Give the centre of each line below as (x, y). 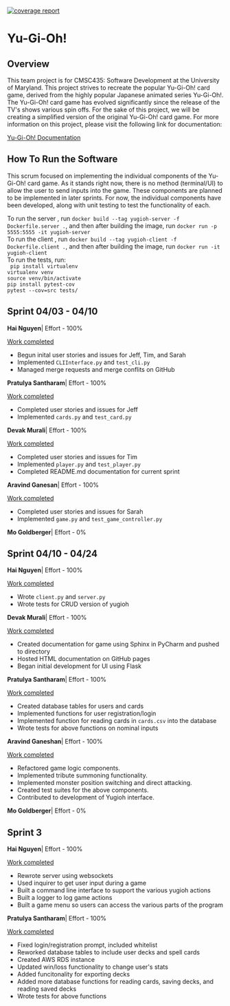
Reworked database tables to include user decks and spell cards (108, 952)
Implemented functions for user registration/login (87, 713)
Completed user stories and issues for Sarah (80, 511)
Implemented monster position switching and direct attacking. (104, 783)
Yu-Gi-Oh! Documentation (44, 137)
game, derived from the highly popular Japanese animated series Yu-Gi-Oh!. (115, 95)
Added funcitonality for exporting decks (73, 974)
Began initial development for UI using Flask (79, 666)
